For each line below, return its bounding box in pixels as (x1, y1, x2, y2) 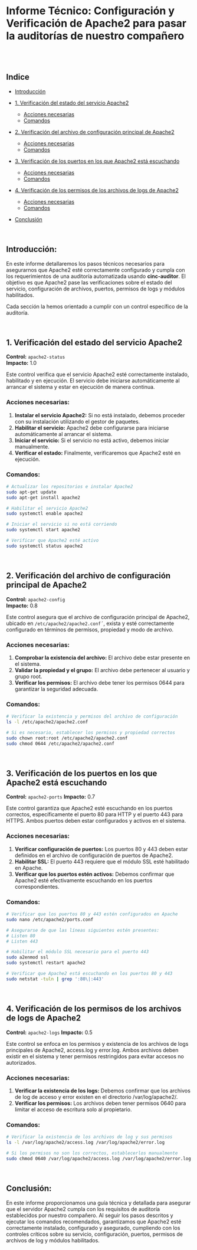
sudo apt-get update (6, 489, 57, 495)
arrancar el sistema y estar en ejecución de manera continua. (6, 384, 155, 391)
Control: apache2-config (6, 595, 65, 603)
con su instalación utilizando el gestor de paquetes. (14, 418, 140, 425)
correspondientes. (14, 883, 60, 890)
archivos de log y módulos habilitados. (6, 1236, 100, 1244)
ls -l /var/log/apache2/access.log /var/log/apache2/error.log (6, 1140, 165, 1146)
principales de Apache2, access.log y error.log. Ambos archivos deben (6, 1046, 179, 1053)
